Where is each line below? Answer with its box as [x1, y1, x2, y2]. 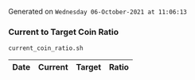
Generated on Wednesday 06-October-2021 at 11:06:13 [8, 7, 187, 16]
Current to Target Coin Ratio [8, 26, 119, 37]
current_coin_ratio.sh [8, 44, 84, 52]
